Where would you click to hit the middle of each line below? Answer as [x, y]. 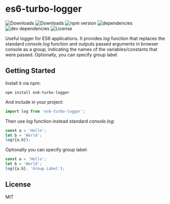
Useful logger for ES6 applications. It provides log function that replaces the [85, 38]
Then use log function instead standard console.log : [60, 121]
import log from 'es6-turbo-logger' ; [45, 111]
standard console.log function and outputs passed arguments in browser [82, 43]
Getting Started [30, 71]
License [18, 185]
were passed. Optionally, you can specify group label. [62, 55]
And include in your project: [34, 102]
